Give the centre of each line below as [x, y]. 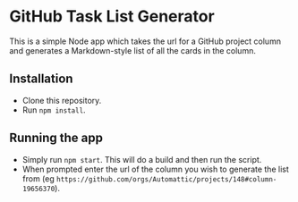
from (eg [38, 178]
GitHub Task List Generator [112, 17]
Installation [41, 79]
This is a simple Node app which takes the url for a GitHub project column [145, 41]
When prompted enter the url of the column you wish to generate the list [155, 169]
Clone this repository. [62, 100]
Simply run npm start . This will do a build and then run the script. [142, 159]
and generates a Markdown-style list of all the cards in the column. [133, 50]
